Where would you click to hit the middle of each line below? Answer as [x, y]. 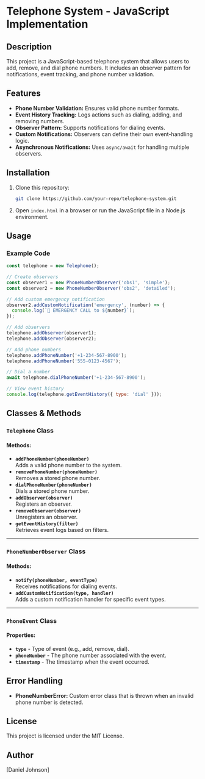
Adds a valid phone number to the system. [68, 465]
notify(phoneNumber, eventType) [56, 580]
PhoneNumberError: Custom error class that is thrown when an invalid [104, 695]
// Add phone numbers [34, 350]
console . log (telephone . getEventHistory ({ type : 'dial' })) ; [85, 395]
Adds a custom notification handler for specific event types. [90, 599]
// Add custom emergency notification [56, 299]
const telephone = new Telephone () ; [53, 266]
